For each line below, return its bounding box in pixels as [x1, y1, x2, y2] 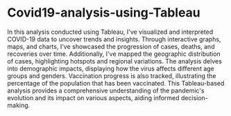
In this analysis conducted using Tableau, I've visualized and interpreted [7, 28, 214, 36]
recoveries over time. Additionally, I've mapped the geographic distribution [7, 50, 221, 58]
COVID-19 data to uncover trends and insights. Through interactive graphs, [7, 35, 221, 43]
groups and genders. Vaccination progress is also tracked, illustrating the [7, 71, 216, 80]
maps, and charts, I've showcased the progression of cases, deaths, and [7, 42, 215, 50]
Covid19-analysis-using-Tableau [7, 5, 201, 21]
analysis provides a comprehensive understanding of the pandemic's [7, 86, 205, 95]
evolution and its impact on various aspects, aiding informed [7, 93, 180, 101]
